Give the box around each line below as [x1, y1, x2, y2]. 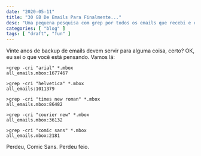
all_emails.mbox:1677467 [6, 70, 68, 76]
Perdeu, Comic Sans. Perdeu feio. [6, 143, 90, 151]
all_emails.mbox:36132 [6, 117, 63, 123]
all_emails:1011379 [6, 86, 55, 92]
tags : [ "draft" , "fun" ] [6, 31, 71, 37]
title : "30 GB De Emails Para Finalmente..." [6, 14, 121, 20]
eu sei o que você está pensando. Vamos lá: [6, 54, 115, 61]
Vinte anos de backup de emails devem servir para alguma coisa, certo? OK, [6, 47, 194, 54]
